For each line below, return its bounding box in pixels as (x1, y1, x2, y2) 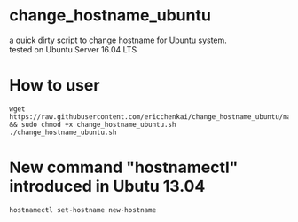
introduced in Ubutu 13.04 (9, 177, 206, 196)
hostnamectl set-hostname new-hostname (9, 205, 157, 214)
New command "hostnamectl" (9, 157, 239, 178)
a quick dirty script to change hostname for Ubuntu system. (9, 35, 228, 45)
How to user (9, 75, 100, 96)
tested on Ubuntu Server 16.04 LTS (9, 44, 137, 54)
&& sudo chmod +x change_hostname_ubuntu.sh (9, 120, 176, 129)
